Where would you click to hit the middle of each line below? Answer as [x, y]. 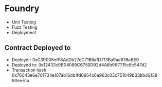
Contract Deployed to [38, 48]
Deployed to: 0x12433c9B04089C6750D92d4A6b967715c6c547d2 [79, 65]
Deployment [24, 32]
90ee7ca [20, 80]
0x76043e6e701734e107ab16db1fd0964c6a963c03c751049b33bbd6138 [84, 75]
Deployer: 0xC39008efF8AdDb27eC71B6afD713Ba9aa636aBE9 [75, 60]
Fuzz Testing [24, 27]
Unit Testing [24, 22]
